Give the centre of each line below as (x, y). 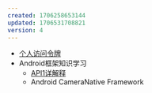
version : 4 (25, 30)
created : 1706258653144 (47, 15)
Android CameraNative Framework (87, 82)
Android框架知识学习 (53, 63)
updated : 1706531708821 (47, 23)
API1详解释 (48, 73)
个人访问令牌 (40, 54)
